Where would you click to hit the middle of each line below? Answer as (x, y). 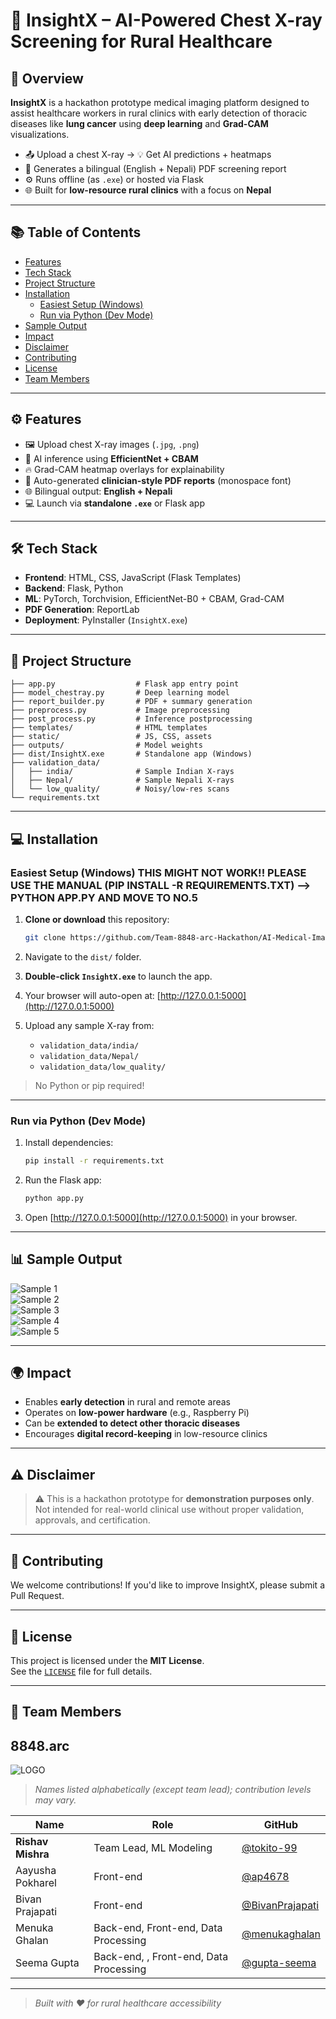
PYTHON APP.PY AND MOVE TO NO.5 (104, 897)
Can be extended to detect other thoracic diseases (132, 1423)
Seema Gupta (47, 1963)
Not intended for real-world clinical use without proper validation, (169, 1510)
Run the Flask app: (63, 1180)
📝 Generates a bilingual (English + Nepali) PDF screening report (155, 168)
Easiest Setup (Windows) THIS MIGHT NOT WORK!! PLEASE (158, 872)
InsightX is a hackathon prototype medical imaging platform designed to (160, 102)
